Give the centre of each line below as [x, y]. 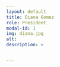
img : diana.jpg [25, 34]
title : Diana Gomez [30, 17]
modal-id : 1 [21, 28]
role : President [26, 23]
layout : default [26, 12]
